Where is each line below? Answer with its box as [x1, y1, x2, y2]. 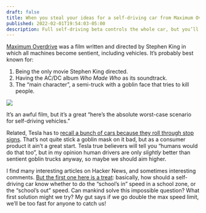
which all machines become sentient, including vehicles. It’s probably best [6, 50, 194, 57]
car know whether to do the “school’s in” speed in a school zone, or [25, 180, 196, 188]
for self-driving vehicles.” [6, 117, 71, 125]
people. [15, 87, 35, 95]
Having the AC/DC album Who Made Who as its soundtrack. [15, 74, 167, 82]
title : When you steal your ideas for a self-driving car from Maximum [6, 15, 193, 21]
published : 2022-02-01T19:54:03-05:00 [6, 20, 105, 26]
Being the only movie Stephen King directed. [15, 68, 128, 76]
